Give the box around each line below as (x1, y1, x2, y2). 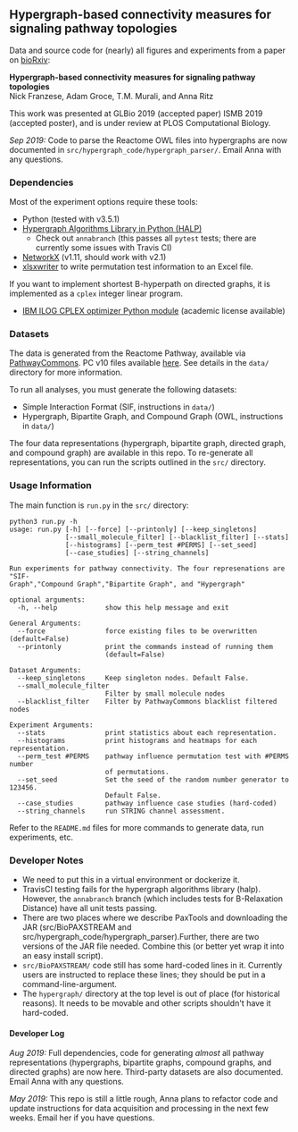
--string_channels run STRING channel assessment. (17, 807, 226, 815)
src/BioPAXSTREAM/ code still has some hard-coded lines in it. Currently (21, 960, 283, 970)
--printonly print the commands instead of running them (17, 642, 274, 651)
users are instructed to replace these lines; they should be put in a (21, 969, 266, 980)
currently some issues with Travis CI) (35, 242, 172, 253)
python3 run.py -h (9, 517, 78, 526)
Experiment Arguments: (9, 720, 94, 730)
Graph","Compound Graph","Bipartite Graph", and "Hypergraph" (9, 579, 245, 588)
